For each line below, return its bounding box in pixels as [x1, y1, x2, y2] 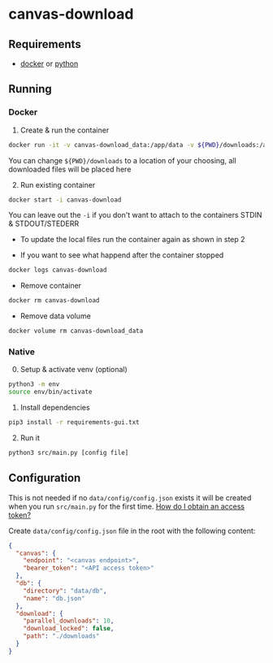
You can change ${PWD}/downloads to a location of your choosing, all [8, 155, 237, 165]
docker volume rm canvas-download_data [8, 327, 144, 336]
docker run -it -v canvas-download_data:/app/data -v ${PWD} [8, 141, 220, 149]
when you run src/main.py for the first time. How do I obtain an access [8, 501, 245, 511]
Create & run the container [19, 125, 110, 135]
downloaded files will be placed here [8, 164, 132, 174]
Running [8, 82, 53, 96]
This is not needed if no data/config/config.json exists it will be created [8, 492, 252, 502]
